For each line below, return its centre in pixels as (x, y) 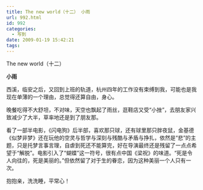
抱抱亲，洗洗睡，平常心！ (38, 181)
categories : (21, 29)
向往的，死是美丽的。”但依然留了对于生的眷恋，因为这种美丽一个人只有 (98, 160)
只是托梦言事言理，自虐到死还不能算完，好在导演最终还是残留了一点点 (104, 145)
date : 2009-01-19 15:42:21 (40, 40)
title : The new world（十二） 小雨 (48, 12)
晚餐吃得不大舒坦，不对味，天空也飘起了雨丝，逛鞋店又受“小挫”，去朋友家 (99, 110)
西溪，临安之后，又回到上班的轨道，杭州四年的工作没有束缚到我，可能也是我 (101, 89)
